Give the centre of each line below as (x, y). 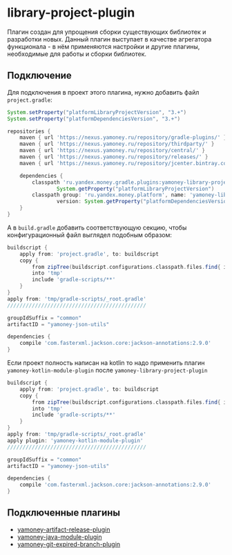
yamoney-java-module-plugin (59, 536)
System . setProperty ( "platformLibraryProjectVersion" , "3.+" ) (97, 112)
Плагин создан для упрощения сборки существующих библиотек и (107, 32)
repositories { (29, 131)
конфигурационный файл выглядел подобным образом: (90, 235)
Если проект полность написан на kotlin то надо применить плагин (106, 363)
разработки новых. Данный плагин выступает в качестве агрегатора (109, 39)
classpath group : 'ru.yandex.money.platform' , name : (109, 195)
